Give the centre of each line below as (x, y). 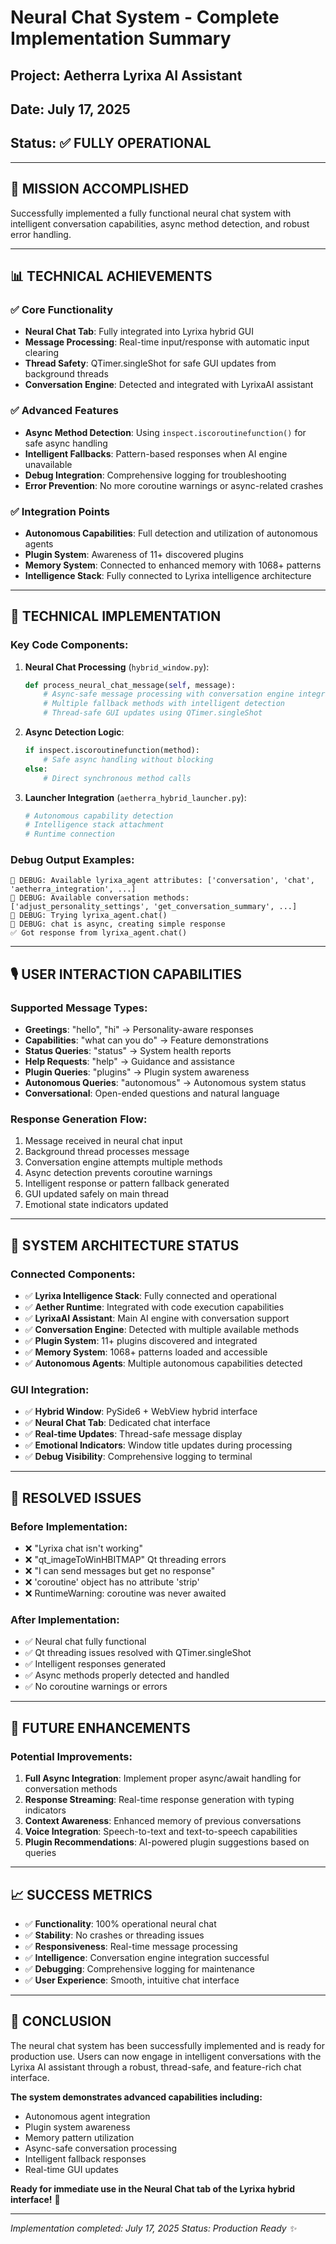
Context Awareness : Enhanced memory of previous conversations (163, 1821)
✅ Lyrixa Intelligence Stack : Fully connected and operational (150, 1296)
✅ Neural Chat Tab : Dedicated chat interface (117, 1423)
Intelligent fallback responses (85, 2158)
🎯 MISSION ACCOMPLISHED (100, 189)
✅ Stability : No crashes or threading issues (114, 1935)
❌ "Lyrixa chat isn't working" (83, 1548)
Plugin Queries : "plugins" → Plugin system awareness (137, 1072)
